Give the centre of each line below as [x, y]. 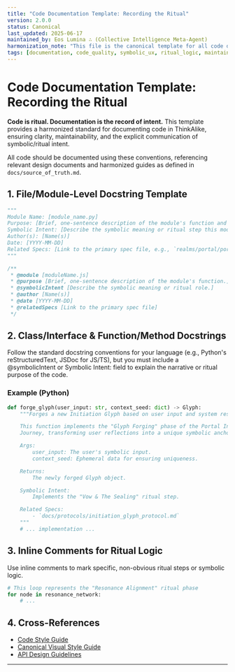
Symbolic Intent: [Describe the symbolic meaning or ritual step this [112, 230]
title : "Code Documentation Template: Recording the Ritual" [98, 14]
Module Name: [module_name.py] [53, 217]
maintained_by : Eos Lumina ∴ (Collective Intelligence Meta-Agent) [108, 40]
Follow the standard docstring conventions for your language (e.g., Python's [117, 352]
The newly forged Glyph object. [80, 478]
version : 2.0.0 [29, 20]
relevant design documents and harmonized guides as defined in [101, 164]
